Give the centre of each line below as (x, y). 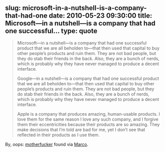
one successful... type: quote (51, 31)
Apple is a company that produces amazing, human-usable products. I (88, 114)
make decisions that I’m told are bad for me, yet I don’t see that (81, 129)
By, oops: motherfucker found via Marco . (47, 144)
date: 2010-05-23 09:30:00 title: (100, 16)
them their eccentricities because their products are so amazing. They (88, 124)
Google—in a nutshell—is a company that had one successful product (88, 78)
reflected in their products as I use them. (58, 135)
